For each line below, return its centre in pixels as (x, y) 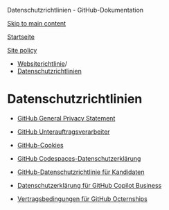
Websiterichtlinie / (42, 64)
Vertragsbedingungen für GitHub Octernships (82, 199)
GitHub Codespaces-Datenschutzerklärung (79, 158)
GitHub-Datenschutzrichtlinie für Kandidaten (81, 172)
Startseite (21, 37)
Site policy (22, 50)
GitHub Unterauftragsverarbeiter (63, 132)
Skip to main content (37, 23)
